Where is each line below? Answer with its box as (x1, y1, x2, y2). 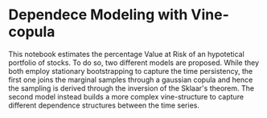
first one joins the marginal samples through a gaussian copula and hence (8, 75, 253, 84)
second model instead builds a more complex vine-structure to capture (8, 92, 244, 101)
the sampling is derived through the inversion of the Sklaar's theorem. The (8, 83, 255, 93)
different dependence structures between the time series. (8, 100, 199, 110)
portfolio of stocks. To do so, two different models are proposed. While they (8, 58, 260, 67)
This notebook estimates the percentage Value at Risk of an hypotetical (8, 49, 245, 59)
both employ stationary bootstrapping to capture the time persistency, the (8, 66, 253, 75)
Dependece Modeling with (8, 6, 188, 24)
